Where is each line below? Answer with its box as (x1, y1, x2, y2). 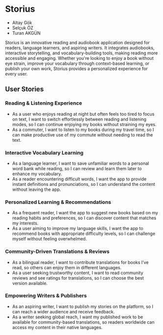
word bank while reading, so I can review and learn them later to (12, 165, 142, 171)
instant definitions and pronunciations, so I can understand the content (12, 181, 155, 187)
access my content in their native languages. (12, 324, 103, 330)
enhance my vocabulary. (12, 171, 62, 177)
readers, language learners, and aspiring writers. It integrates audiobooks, (5, 45, 155, 51)
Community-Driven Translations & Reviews (5, 248, 110, 255)
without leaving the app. (12, 186, 61, 192)
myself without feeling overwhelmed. (12, 236, 87, 242)
